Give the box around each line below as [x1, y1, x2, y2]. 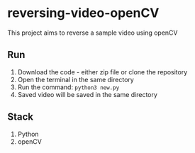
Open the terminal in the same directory [17, 75, 135, 84]
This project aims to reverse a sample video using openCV [7, 28, 179, 37]
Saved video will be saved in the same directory [17, 90, 158, 98]
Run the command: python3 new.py [17, 83, 120, 91]
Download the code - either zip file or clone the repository [17, 67, 188, 76]
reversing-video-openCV [7, 5, 160, 21]
